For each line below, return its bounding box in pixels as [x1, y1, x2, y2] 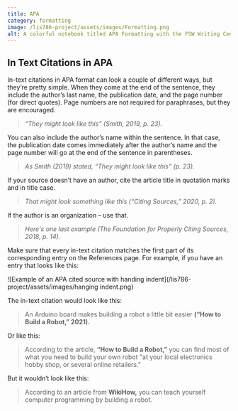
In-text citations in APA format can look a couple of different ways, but [7, 75, 212, 84]
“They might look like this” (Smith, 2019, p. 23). [24, 119, 163, 128]
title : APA [7, 10, 40, 18]
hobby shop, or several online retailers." [24, 361, 142, 369]
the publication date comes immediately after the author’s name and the [7, 141, 217, 149]
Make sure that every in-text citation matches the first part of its [7, 246, 194, 255]
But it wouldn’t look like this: [7, 374, 89, 383]
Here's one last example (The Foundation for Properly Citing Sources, [24, 225, 229, 233]
